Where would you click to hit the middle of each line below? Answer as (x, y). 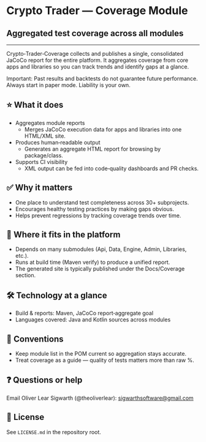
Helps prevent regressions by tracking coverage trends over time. (98, 215)
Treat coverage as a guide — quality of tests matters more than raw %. (105, 360)
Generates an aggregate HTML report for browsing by (93, 149)
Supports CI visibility (41, 162)
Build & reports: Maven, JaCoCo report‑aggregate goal (84, 313)
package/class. (44, 155)
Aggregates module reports (50, 122)
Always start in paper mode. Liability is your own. (68, 85)
